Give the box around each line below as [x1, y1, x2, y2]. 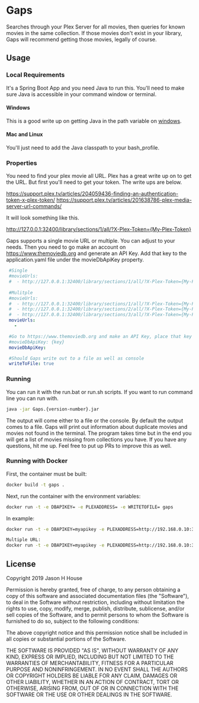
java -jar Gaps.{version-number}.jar [6, 406, 99, 412]
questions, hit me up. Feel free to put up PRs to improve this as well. [6, 442, 172, 449]
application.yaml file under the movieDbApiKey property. [6, 256, 144, 263]
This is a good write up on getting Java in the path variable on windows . [6, 117, 182, 125]
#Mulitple [8, 290, 33, 295]
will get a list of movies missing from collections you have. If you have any [6, 435, 187, 443]
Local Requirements [6, 71, 65, 79]
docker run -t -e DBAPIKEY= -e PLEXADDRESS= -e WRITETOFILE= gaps [6, 504, 174, 510]
